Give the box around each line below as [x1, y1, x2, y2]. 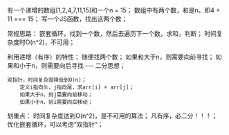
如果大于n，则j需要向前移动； [19, 91, 93, 98]
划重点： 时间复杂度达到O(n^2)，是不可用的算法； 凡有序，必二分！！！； [7, 111, 218, 120]
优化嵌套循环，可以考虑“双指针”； [7, 120, 104, 128]
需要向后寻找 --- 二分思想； [47, 62, 126, 69]
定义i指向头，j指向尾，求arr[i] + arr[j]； [19, 84, 135, 91]
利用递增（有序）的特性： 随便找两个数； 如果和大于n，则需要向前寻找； [7, 53, 214, 61]
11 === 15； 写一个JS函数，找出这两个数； [7, 15, 128, 23]
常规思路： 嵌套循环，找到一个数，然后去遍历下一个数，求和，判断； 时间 [7, 30, 217, 37]
